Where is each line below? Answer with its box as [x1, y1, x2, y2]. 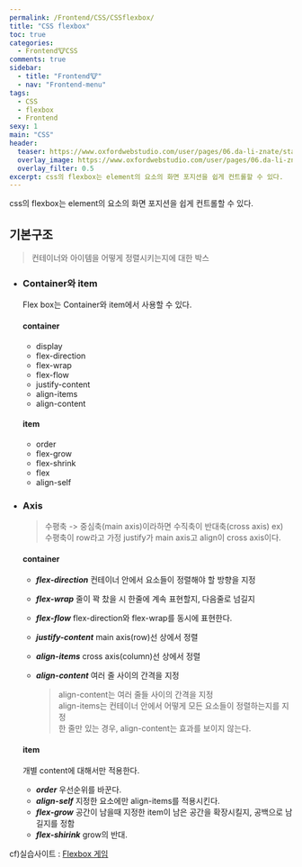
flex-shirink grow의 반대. [35, 829, 129, 840]
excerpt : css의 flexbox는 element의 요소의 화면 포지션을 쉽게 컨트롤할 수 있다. [9, 172, 284, 181]
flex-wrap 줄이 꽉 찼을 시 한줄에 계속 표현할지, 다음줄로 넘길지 [35, 593, 256, 604]
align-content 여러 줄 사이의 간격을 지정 [35, 670, 180, 681]
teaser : [17, 147, 47, 156]
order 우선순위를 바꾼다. [35, 784, 122, 795]
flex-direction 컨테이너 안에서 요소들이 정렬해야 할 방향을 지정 [35, 574, 256, 585]
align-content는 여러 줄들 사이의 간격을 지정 [58, 690, 214, 700]
